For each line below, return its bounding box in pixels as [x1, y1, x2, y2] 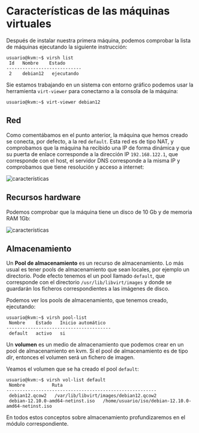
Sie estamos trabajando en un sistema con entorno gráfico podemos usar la [6, 81, 194, 88]
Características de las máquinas [6, 4, 170, 18]
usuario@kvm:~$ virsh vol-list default [6, 377, 106, 383]
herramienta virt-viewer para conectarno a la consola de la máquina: [6, 87, 179, 94]
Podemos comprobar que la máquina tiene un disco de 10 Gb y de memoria [6, 208, 192, 216]
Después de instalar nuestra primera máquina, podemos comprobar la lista [6, 37, 191, 44]
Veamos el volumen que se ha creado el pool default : [6, 365, 139, 373]
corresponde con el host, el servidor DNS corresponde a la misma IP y [6, 157, 180, 164]
